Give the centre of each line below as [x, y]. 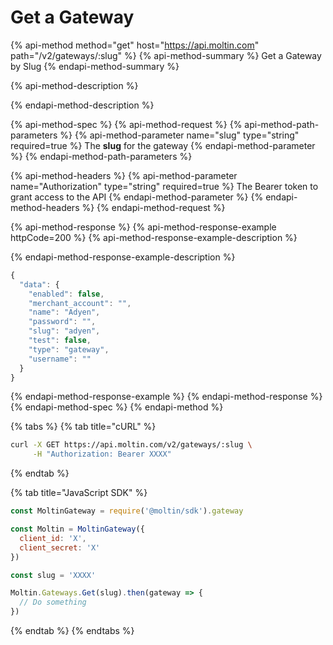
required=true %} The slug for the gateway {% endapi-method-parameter [163, 145]
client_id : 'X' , [53, 538]
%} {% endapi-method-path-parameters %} [101, 156]
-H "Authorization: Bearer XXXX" [102, 454]
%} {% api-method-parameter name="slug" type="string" [179, 135]
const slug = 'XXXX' [53, 575]
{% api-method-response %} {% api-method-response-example [143, 227]
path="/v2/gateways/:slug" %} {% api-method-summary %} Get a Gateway [166, 55]
